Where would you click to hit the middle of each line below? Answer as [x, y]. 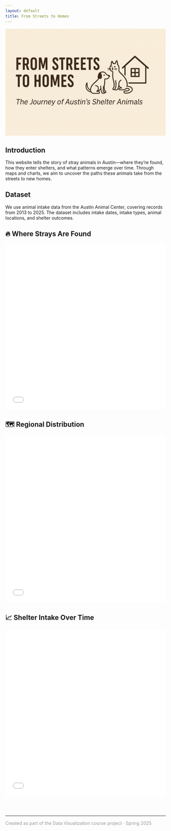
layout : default [22, 11]
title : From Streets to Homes [37, 16]
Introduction [25, 150]
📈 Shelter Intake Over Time [50, 617]
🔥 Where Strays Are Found [48, 234]
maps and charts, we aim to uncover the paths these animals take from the [83, 173]
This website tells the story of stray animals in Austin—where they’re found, [84, 162]
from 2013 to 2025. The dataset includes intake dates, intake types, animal [83, 212]
